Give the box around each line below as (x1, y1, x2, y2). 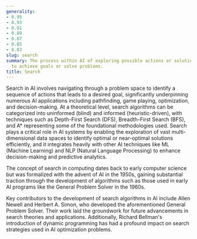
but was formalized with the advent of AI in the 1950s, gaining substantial (6, 171, 183, 178)
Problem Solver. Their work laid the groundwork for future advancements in (6, 207, 189, 214)
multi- (171, 129, 186, 136)
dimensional (6, 134, 36, 142)
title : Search (6, 69, 41, 75)
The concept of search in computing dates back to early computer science (6, 165, 187, 172)
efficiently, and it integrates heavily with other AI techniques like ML (6, 141, 169, 148)
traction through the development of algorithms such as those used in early (6, 177, 189, 184)
